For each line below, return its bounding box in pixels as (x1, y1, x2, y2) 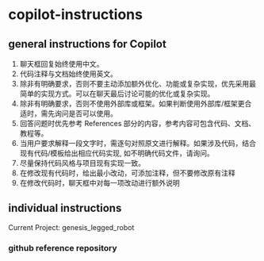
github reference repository (8, 242, 117, 253)
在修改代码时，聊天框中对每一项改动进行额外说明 (19, 178, 180, 187)
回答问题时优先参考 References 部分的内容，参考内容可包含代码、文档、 (19, 119, 256, 128)
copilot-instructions (8, 6, 143, 24)
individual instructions (8, 202, 122, 215)
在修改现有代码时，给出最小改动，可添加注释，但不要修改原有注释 (19, 168, 235, 178)
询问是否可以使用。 (54, 109, 117, 118)
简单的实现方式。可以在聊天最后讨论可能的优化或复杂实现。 (19, 89, 215, 98)
